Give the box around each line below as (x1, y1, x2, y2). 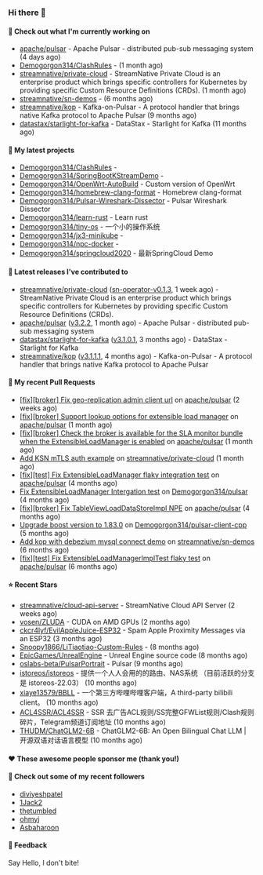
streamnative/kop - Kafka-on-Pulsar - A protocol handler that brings (19, 102, 240, 112)
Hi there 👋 (8, 7, 47, 18)
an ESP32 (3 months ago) (19, 633, 103, 643)
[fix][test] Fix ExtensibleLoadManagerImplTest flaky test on (19, 553, 211, 563)
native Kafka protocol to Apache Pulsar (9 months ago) (19, 111, 197, 120)
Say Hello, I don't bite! (8, 858, 80, 867)
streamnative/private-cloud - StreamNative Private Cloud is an (19, 69, 221, 78)
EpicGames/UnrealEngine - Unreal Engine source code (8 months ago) (19, 651, 248, 660)
